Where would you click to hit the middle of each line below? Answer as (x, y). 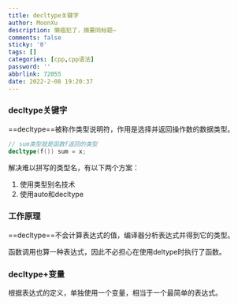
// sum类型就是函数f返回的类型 (53, 144)
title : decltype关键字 (44, 15)
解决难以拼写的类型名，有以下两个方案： (74, 167)
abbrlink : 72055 (35, 74)
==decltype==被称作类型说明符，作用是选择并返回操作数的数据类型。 (121, 129)
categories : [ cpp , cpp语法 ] (51, 60)
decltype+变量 (37, 274)
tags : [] (22, 52)
